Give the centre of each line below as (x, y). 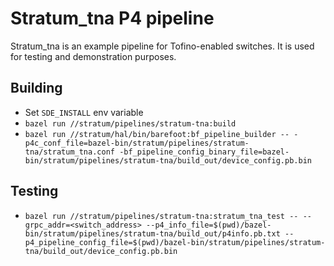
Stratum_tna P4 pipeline (112, 18)
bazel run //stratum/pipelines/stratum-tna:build (130, 123)
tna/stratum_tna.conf (69, 152)
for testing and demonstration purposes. (93, 56)
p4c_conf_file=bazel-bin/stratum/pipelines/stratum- (137, 143)
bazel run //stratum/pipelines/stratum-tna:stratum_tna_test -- (161, 216)
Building (36, 88)
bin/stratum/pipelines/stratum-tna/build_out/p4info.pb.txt (152, 233)
